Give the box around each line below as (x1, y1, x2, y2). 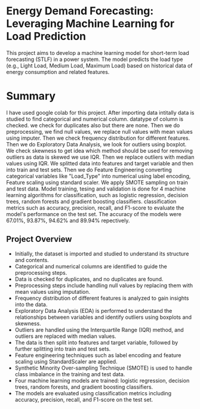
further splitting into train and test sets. (14, 345, 111, 352)
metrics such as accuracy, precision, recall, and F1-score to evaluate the (6, 204, 184, 211)
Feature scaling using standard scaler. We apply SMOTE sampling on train (6, 179, 188, 186)
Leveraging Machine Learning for (6, 17, 175, 30)
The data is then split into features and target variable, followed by (14, 339, 179, 346)
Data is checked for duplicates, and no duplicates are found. (14, 275, 164, 282)
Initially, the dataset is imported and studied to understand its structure (14, 250, 189, 257)
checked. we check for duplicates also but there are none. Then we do (6, 121, 180, 129)
